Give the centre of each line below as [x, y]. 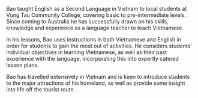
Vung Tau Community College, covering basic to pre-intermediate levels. [96, 15]
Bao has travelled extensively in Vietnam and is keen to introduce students [98, 77]
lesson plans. [22, 65]
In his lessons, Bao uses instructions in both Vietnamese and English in [94, 39]
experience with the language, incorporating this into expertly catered [92, 59]
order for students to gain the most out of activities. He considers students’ [99, 46]
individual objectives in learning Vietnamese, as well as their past [87, 52]
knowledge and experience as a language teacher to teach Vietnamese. [95, 28]
